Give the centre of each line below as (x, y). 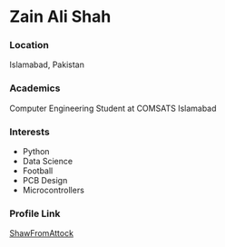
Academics (35, 88)
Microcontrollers (53, 190)
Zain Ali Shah (60, 17)
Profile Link (35, 213)
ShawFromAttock (42, 233)
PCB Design (45, 181)
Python (36, 152)
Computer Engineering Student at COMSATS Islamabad (113, 108)
